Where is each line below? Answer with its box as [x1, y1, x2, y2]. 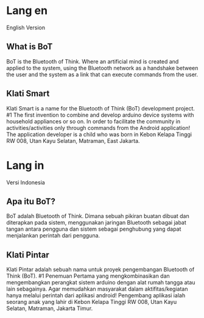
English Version [6, 24, 46, 31]
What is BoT [6, 42, 53, 52]
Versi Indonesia [6, 178, 46, 186]
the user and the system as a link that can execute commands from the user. [6, 71, 199, 78]
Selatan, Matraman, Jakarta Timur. [6, 305, 93, 312]
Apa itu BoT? [6, 196, 56, 206]
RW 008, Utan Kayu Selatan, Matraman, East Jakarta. [6, 137, 140, 144]
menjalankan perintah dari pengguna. [6, 232, 100, 239]
